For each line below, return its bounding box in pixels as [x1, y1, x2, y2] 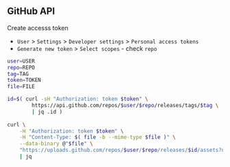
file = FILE [7, 83, 36, 90]
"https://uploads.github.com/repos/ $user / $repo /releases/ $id [19, 147, 197, 154]
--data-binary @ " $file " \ [19, 140, 94, 147]
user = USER [7, 58, 36, 65]
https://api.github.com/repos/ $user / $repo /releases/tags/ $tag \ [31, 102, 219, 109]
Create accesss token [7, 23, 68, 32]
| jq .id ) [31, 108, 63, 115]
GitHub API [7, 5, 55, 17]
